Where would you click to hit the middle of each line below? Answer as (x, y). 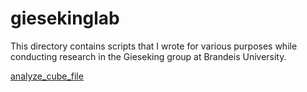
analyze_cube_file (47, 76)
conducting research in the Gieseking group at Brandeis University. (148, 56)
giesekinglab (65, 18)
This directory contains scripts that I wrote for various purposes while (154, 46)
